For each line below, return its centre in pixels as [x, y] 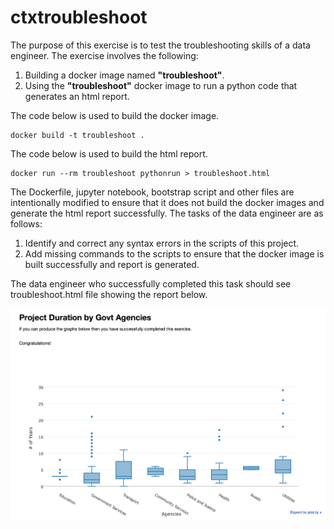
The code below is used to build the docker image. [115, 115]
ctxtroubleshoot [79, 17]
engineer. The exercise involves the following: [104, 55]
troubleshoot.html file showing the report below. [109, 294]
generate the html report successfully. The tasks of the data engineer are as [167, 213]
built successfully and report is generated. [112, 264]
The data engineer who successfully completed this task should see [151, 283]
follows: [26, 223]
